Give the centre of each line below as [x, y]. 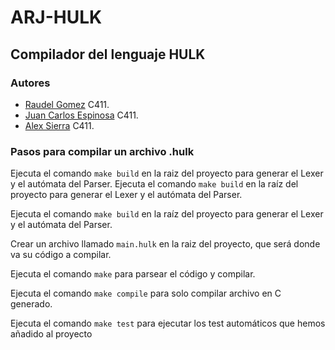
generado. [31, 304]
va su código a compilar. [61, 255]
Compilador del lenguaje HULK [108, 54]
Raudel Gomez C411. [67, 104]
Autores [30, 83]
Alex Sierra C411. [59, 125]
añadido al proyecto [51, 334]
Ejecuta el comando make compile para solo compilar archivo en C [146, 293]
